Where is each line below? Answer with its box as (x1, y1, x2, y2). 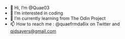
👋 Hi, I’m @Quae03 (10, 5, 50, 10)
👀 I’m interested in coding (10, 10, 64, 16)
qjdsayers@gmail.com (10, 28, 56, 34)
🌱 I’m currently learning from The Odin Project (10, 15, 106, 21)
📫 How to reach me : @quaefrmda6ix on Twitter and (10, 21, 120, 27)
